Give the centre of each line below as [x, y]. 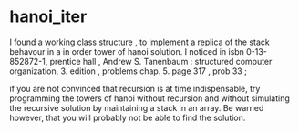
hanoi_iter [48, 17]
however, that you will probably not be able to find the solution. [128, 117]
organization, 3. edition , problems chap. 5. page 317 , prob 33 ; [129, 71]
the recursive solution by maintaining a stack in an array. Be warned [137, 107]
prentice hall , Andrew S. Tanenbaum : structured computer [161, 61]
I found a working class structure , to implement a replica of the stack [140, 42]
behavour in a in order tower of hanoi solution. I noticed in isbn [127, 51]
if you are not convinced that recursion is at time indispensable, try [135, 88]
